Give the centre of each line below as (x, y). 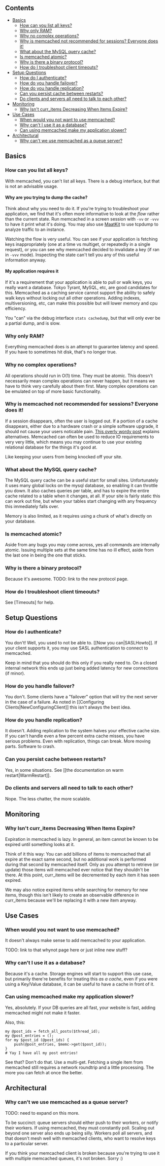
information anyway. (26, 260)
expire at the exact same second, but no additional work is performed (76, 859)
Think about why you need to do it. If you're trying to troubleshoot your (77, 208)
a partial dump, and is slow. (33, 323)
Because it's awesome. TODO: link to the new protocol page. (67, 579)
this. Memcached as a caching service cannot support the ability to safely (80, 293)
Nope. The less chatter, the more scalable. (48, 798)
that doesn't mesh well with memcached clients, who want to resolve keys (81, 1138)
